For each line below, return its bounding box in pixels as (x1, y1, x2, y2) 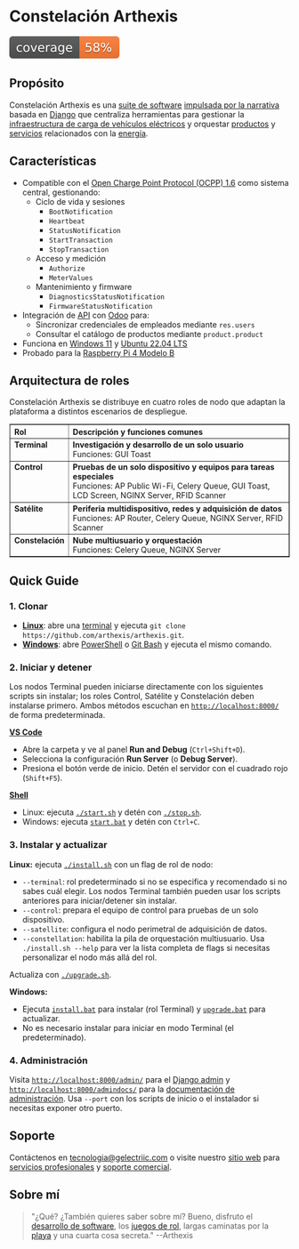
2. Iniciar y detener (9, 661, 93, 673)
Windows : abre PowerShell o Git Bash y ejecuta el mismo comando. (21, 639, 272, 650)
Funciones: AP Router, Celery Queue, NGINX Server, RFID (72, 512, 283, 523)
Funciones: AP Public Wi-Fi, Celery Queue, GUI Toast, (72, 480, 271, 491)
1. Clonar (9, 600, 48, 612)
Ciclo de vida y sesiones (35, 196, 125, 206)
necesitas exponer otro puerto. (9, 1102, 123, 1113)
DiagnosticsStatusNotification (48, 292, 165, 302)
